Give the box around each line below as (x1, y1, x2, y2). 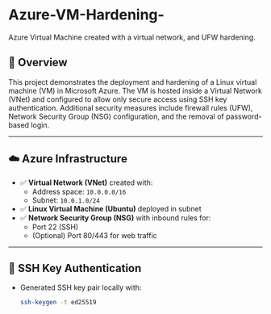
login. (31, 119, 50, 130)
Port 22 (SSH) (31, 222, 79, 232)
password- (225, 111, 262, 121)
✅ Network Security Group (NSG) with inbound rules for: (19, 212, 211, 223)
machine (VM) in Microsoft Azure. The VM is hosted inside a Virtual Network (8, 86, 262, 95)
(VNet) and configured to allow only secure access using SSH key (8, 94, 227, 104)
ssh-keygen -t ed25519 (19, 299, 97, 307)
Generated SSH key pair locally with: (19, 283, 142, 292)
